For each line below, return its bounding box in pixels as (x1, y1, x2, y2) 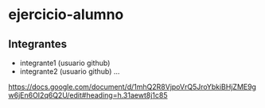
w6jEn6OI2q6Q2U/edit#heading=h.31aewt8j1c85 (8, 91, 168, 100)
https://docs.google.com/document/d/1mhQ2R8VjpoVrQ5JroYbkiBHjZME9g (8, 82, 257, 91)
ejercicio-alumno (8, 6, 124, 24)
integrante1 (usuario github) (19, 58, 111, 67)
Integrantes (8, 37, 68, 51)
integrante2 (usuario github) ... (19, 67, 120, 76)
